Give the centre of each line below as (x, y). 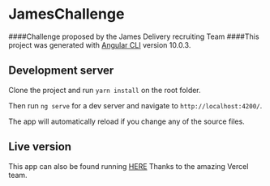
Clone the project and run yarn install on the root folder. (105, 90)
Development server (61, 71)
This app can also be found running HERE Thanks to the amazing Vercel (129, 166)
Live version (40, 147)
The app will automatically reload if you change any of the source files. (126, 121)
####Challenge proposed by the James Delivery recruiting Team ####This (134, 36)
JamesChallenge (66, 14)
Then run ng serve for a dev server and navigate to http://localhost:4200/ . (135, 105)
